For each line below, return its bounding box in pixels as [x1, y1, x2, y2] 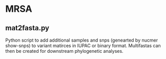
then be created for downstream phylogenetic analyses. [5, 48, 124, 54]
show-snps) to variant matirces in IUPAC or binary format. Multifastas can [5, 43, 161, 49]
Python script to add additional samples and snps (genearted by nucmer [5, 37, 158, 43]
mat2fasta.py [5, 24, 50, 32]
